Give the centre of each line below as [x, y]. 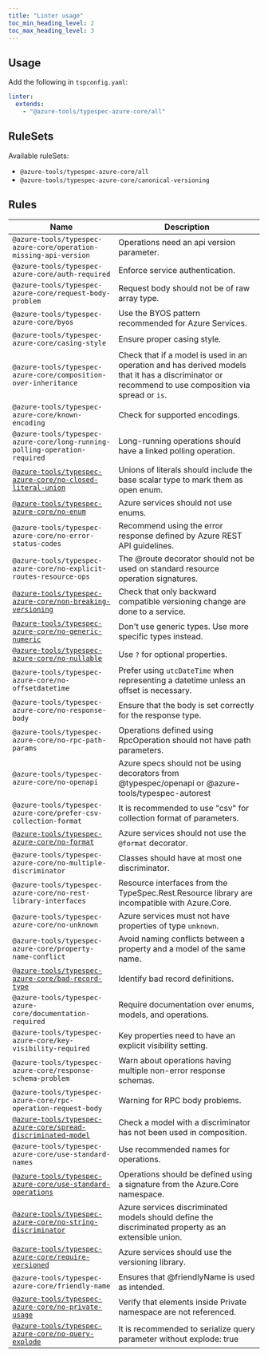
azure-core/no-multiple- [59, 863]
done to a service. [152, 611]
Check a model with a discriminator [185, 1122]
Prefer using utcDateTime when [176, 671]
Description [187, 227]
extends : [30, 105]
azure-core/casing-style [59, 343]
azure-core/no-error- [53, 536]
